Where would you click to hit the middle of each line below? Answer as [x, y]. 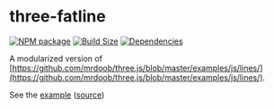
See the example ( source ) [57, 95]
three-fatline [57, 17]
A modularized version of [56, 58]
